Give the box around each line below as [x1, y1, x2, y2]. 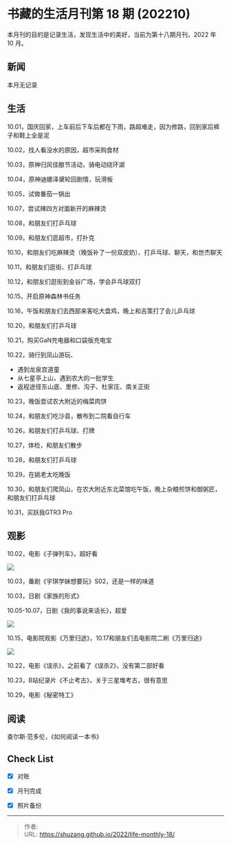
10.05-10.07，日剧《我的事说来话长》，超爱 [7, 607, 127, 615]
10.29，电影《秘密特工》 [7, 691, 77, 699]
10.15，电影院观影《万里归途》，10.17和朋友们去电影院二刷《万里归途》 [7, 634, 206, 643]
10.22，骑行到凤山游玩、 [7, 351, 77, 359]
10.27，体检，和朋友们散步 [7, 441, 82, 449]
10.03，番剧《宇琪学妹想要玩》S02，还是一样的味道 [7, 577, 155, 585]
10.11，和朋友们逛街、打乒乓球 [7, 262, 92, 271]
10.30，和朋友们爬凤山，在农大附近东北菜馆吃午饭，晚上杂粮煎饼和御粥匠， [7, 485, 221, 493]
